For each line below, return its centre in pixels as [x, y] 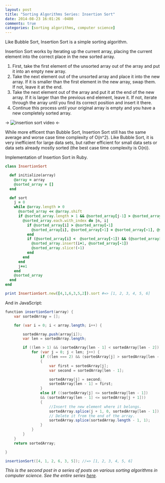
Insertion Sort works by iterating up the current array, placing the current [79, 52]
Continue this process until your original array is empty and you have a [84, 108]
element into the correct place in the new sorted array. [60, 57]
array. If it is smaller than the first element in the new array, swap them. [84, 82]
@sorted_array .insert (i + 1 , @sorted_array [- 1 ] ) [80, 244]
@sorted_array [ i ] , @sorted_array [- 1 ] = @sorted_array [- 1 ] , [93, 230]
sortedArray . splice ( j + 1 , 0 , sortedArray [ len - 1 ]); [105, 411]
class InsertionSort [26, 167]
